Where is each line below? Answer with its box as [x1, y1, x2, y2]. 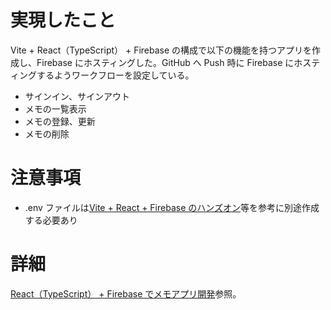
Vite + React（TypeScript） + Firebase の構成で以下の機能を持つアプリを [10, 44, 313, 56]
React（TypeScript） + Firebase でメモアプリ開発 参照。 [10, 287, 242, 300]
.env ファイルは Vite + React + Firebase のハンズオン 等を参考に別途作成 [24, 201, 320, 213]
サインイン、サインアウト [24, 90, 130, 102]
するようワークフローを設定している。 [36, 69, 195, 81]
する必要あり [24, 214, 78, 226]
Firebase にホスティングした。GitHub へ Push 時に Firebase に [36, 56, 295, 68]
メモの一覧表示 [24, 102, 87, 115]
